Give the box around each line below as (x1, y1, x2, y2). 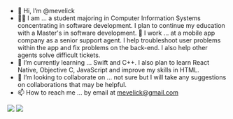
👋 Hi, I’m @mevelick (17, 7, 75, 15)
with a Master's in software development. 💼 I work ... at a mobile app (17, 29, 216, 37)
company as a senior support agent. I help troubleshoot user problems (17, 36, 221, 45)
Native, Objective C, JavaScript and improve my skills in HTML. (17, 66, 199, 74)
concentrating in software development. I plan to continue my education (17, 22, 225, 29)
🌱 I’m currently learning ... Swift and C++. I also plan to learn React (17, 58, 210, 66)
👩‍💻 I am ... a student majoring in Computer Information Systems (17, 14, 202, 22)
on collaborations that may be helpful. (17, 81, 127, 88)
